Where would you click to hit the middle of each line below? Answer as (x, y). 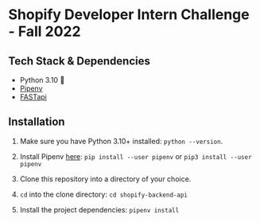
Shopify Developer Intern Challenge (129, 15)
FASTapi (33, 97)
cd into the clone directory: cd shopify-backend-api (104, 194)
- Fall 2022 (45, 31)
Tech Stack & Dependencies (80, 61)
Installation (37, 122)
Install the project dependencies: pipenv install (99, 209)
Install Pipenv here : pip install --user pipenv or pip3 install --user (136, 156)
